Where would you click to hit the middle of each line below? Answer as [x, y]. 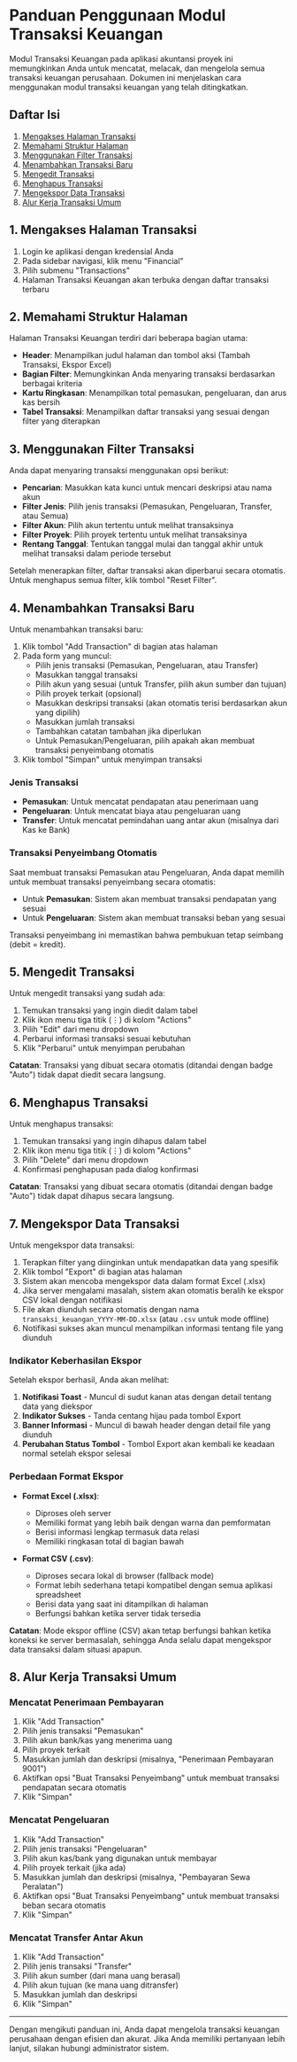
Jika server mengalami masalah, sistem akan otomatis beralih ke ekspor [153, 1291]
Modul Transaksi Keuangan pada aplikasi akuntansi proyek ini [121, 58]
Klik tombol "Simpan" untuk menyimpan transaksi [112, 759]
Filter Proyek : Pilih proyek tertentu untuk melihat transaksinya [134, 535]
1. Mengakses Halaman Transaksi [103, 230]
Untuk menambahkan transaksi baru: [76, 629]
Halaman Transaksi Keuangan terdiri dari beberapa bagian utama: [129, 338]
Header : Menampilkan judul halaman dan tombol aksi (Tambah [136, 355]
